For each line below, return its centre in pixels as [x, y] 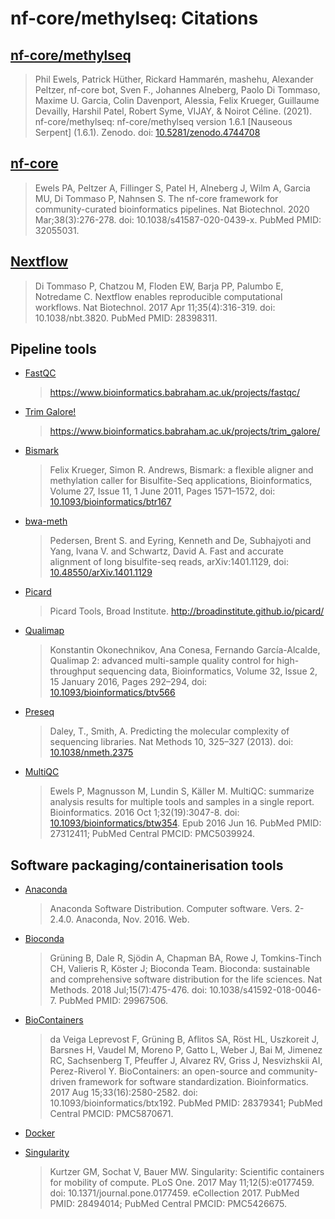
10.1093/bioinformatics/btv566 [112, 693]
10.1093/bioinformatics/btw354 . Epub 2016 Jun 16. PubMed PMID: [185, 823]
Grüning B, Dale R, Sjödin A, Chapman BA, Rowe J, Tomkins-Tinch [185, 958]
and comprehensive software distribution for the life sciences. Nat [186, 979]
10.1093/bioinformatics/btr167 [110, 502]
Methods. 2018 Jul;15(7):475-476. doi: [128, 990]
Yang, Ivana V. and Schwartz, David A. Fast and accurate [166, 551]
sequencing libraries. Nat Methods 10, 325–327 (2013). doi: [171, 742]
